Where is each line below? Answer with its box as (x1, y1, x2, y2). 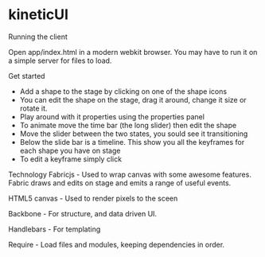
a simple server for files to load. (8, 56, 112, 65)
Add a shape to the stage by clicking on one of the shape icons (19, 86, 228, 96)
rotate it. (19, 103, 48, 113)
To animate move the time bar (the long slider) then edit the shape (19, 120, 237, 130)
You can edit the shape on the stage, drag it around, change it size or (19, 95, 247, 104)
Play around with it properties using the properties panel (19, 111, 205, 121)
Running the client (8, 32, 68, 41)
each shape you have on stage (19, 146, 121, 155)
